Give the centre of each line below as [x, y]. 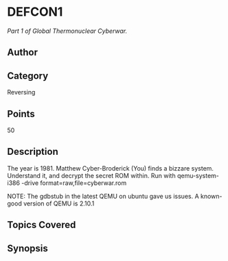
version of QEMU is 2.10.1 [59, 203]
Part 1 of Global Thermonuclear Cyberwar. [67, 31]
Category [28, 76]
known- [211, 196]
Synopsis [27, 248]
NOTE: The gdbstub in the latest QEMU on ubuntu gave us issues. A [103, 196]
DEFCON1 [35, 12]
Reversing [21, 92]
